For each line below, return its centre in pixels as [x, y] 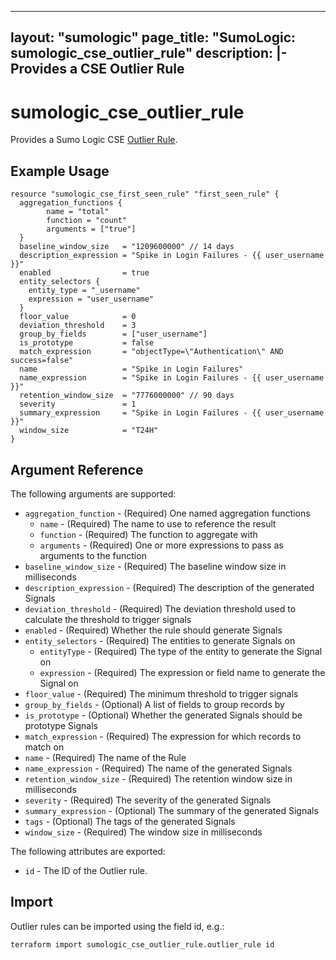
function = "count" [87, 221]
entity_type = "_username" [84, 291]
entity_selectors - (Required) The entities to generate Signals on [160, 640]
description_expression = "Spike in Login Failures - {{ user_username [172, 256]
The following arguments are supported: [93, 493]
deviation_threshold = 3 [78, 326]
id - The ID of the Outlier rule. [86, 870]
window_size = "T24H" [89, 431]
